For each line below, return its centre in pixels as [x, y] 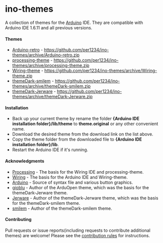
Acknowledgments [25, 161]
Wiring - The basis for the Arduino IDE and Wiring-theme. [70, 177]
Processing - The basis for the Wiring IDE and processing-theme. [78, 172]
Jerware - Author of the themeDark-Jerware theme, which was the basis [85, 198]
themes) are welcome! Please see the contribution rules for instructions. [78, 235]
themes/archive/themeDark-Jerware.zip [52, 97]
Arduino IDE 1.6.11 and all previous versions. [49, 27]
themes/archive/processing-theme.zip [51, 66]
